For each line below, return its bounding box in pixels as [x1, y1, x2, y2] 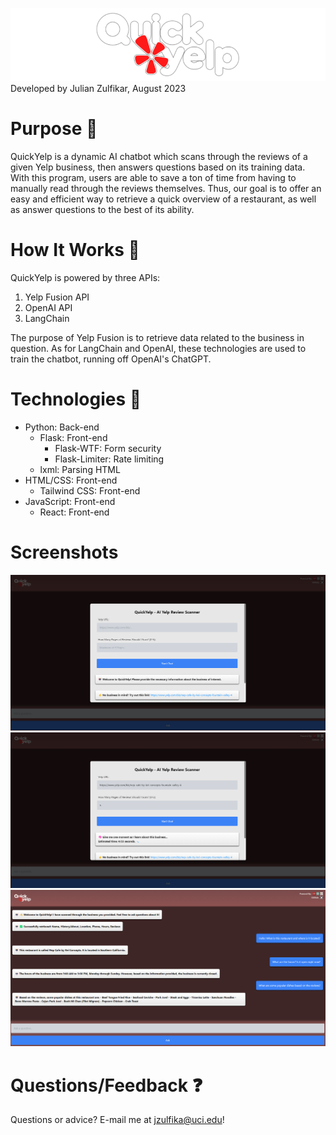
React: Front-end [39, 506, 110, 518]
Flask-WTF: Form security [54, 442, 162, 454]
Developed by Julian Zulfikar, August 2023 [10, 83, 187, 95]
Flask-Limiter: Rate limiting [54, 453, 165, 465]
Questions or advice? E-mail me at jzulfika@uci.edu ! [10, 1114, 225, 1126]
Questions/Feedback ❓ [10, 1074, 203, 1097]
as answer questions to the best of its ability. [10, 203, 195, 215]
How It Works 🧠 [10, 239, 140, 262]
